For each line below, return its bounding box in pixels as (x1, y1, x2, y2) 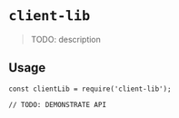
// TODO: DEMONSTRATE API (8, 100, 106, 109)
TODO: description (30, 34, 102, 44)
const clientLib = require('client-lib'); (8, 84, 172, 93)
